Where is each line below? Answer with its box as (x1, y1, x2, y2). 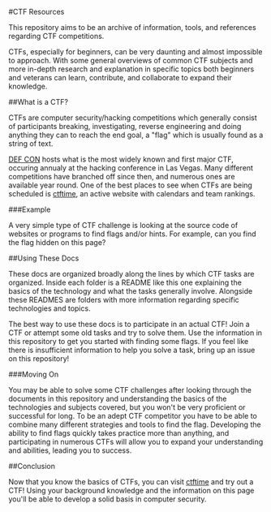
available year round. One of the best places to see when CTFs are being (8, 180, 253, 190)
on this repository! (8, 354, 70, 364)
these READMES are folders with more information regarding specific (8, 295, 239, 304)
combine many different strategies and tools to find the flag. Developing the (8, 419, 261, 429)
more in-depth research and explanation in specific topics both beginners (8, 64, 255, 74)
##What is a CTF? (8, 97, 69, 106)
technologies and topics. (8, 303, 91, 313)
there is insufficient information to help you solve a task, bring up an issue (8, 345, 256, 355)
